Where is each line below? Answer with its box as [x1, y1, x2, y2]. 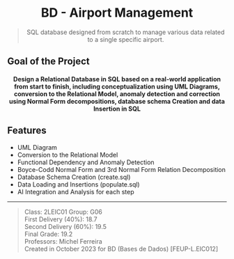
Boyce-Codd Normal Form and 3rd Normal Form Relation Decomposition [17, 165, 226, 173]
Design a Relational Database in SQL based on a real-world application [13, 74, 221, 83]
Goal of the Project [7, 56, 90, 68]
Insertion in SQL [93, 104, 141, 113]
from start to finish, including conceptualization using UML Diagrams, [13, 82, 221, 91]
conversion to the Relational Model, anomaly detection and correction [13, 89, 221, 98]
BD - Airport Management [40, 5, 194, 21]
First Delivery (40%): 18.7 [24, 214, 97, 223]
